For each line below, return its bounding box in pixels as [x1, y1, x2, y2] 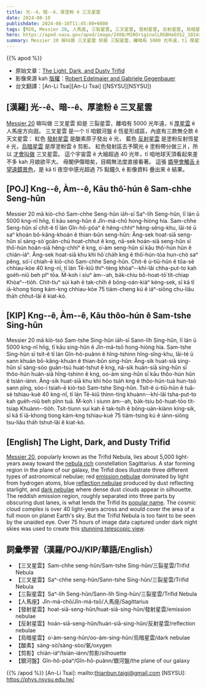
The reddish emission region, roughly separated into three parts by [6, 492, 175, 500]
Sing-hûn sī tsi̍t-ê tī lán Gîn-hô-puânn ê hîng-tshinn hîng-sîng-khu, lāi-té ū [6, 351, 194, 358]
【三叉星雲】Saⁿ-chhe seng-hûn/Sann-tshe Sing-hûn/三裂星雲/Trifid [15, 576, 189, 583]
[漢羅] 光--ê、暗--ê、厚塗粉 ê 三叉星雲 [6, 102, 153, 112]
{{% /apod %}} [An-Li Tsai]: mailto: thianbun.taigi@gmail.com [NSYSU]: [6, 669, 186, 677]
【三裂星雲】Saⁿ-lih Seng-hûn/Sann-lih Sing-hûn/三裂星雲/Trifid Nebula [15, 590, 197, 598]
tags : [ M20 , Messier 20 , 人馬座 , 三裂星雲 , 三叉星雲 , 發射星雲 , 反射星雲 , [6, 26, 184, 33]
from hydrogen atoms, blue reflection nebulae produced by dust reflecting [6, 480, 194, 487]
